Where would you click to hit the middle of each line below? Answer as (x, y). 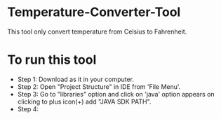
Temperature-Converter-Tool (94, 12)
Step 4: (28, 108)
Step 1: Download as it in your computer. (76, 79)
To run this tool (52, 60)
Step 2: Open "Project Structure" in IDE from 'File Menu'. (99, 86)
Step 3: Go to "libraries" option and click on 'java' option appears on (116, 94)
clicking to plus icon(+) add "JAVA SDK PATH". (84, 101)
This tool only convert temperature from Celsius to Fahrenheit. (97, 31)
